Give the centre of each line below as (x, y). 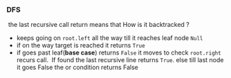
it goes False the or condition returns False (77, 68)
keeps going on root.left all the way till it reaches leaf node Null (110, 38)
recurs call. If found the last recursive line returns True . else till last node (120, 60)
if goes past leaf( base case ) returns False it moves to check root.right (119, 52)
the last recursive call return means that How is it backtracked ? (99, 25)
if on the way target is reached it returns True (81, 46)
